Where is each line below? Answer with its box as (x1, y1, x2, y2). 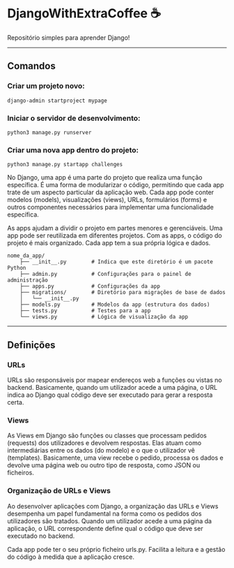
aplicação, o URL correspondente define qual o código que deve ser (7, 524, 203, 532)
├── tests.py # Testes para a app (19, 307, 151, 314)
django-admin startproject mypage (7, 97, 108, 104)
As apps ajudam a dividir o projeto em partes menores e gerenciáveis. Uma (7, 224, 223, 233)
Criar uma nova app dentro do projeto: (7, 145, 139, 154)
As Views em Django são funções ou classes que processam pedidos (7, 431, 207, 440)
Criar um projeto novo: (7, 81, 85, 91)
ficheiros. (7, 469, 35, 477)
